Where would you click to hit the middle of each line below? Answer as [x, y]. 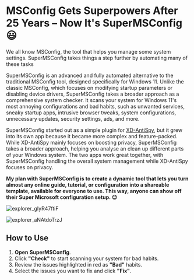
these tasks [20, 64]
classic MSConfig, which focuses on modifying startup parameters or [89, 87]
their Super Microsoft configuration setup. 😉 [62, 197]
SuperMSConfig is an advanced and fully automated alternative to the [90, 75]
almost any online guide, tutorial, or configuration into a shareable [88, 184]
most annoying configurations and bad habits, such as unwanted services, [96, 106]
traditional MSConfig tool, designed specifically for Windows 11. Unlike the [95, 81]
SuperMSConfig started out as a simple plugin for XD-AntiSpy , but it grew [94, 130]
